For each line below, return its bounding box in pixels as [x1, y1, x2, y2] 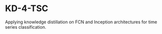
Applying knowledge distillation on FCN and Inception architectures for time [5, 19, 158, 25]
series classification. [5, 24, 46, 30]
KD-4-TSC [5, 3, 48, 14]
